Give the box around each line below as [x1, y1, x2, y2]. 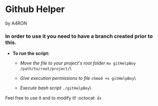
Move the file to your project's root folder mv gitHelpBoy [20, 60, 136, 66]
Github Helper [5, 4, 65, 15]
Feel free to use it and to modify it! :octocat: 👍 [5, 95, 102, 101]
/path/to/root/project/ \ [20, 65, 72, 71]
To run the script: [12, 50, 50, 56]
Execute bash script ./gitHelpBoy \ [20, 85, 92, 91]
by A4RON [5, 20, 28, 26]
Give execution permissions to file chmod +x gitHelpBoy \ [20, 75, 136, 81]
